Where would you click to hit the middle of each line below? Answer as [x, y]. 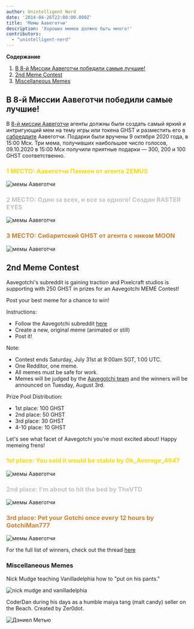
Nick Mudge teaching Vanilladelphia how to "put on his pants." [83, 579]
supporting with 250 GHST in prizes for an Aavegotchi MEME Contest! [93, 288]
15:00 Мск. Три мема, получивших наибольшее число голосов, [87, 143]
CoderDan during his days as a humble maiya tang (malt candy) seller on [96, 602]
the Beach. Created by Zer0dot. [45, 608]
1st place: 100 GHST [40, 408]
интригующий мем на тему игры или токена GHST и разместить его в [96, 130]
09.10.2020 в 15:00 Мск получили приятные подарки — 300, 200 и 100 [96, 149]
